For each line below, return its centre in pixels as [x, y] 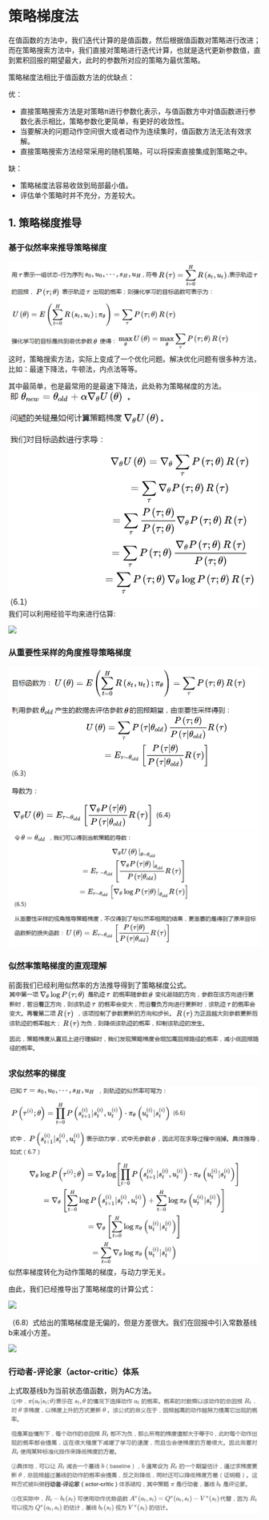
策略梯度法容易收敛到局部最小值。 [76, 185]
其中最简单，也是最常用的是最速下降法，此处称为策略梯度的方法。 [117, 386]
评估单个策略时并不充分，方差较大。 [80, 195]
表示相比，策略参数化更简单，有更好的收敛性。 [111, 121]
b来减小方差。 [32, 1332]
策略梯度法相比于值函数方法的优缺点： [71, 77]
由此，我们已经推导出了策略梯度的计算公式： [82, 1289]
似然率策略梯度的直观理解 [58, 966]
